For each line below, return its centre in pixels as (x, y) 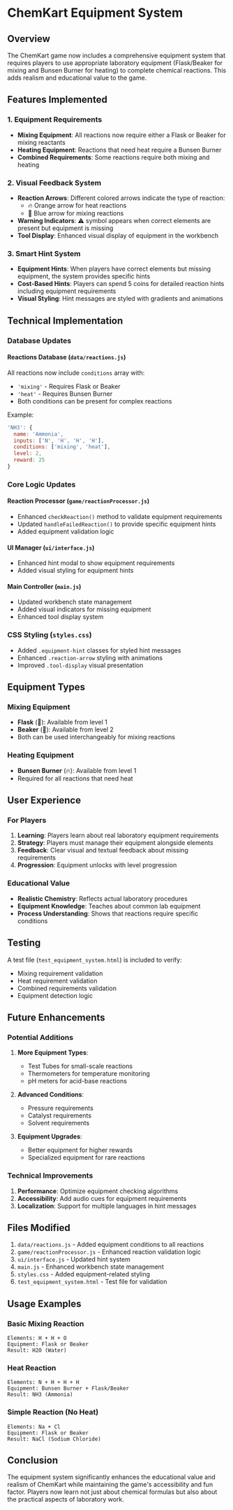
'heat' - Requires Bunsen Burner (65, 394)
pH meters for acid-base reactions (77, 1081)
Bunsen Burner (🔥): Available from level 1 (77, 770)
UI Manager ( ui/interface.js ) (51, 548)
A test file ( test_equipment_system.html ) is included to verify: (95, 960)
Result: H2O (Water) (37, 1351)
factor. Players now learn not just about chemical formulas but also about (112, 1492)
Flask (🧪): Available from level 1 (62, 722)
